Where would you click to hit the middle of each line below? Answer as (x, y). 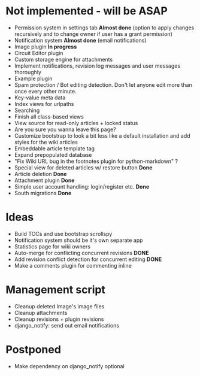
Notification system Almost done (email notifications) (80, 40)
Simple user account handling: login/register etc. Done (82, 186)
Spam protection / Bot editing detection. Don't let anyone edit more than (103, 84)
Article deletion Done (40, 174)
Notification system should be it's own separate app (78, 240)
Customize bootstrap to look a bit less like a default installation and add (102, 135)
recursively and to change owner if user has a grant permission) (93, 34)
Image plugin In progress (46, 47)
